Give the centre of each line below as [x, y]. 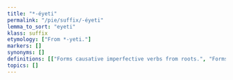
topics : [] [23, 65]
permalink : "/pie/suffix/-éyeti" [55, 20]
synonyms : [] [26, 53]
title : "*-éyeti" [32, 14]
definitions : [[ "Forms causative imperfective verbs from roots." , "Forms [118, 59]
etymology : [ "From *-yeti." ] [49, 40]
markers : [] [24, 46]
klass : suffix [28, 33]
